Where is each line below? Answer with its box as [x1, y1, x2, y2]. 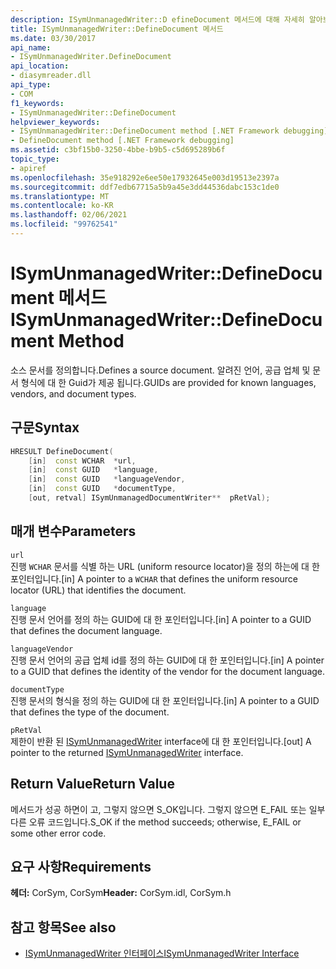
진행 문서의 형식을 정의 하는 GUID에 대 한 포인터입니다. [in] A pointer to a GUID [10, 694, 320, 706]
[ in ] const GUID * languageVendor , [28, 474, 186, 485]
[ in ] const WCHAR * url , [28, 456, 137, 466]
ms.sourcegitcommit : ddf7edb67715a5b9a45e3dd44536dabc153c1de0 [10, 182, 280, 192]
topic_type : [10, 154, 60, 164]
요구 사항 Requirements [10, 858, 152, 875]
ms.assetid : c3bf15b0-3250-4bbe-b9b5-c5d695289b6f [10, 145, 226, 155]
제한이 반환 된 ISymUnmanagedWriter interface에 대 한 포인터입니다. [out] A [10, 735, 312, 747]
